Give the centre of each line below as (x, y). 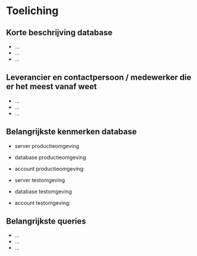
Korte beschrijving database (59, 33)
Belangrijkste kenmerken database (71, 132)
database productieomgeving (50, 157)
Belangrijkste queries (46, 221)
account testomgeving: (42, 203)
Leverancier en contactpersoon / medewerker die (99, 78)
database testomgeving (43, 191)
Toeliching (32, 11)
